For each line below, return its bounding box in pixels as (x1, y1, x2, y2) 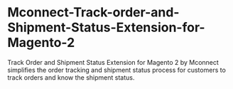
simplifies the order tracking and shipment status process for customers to (7, 66, 226, 74)
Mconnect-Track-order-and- (7, 4, 180, 21)
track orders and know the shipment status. (7, 73, 135, 82)
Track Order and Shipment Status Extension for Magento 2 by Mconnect (7, 58, 219, 66)
